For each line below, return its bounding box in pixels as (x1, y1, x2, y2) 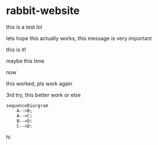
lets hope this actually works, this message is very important (6, 34, 152, 42)
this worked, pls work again (6, 80, 73, 87)
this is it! (6, 46, 26, 53)
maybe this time (6, 57, 45, 64)
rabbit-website (6, 4, 80, 18)
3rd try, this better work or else (6, 91, 81, 98)
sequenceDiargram (6, 102, 49, 109)
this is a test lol (6, 23, 42, 30)
